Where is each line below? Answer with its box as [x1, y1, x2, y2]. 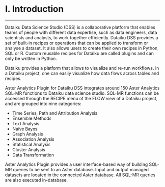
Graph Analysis [12, 131, 43, 137]
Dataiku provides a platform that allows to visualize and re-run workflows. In [5, 65, 159, 71]
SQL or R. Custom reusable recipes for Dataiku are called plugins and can [5, 50, 154, 56]
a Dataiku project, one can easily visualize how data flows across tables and [5, 70, 159, 76]
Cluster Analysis [12, 146, 46, 153]
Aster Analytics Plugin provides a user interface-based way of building [5, 161, 148, 167]
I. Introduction [5, 3, 64, 15]
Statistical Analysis [12, 141, 51, 147]
